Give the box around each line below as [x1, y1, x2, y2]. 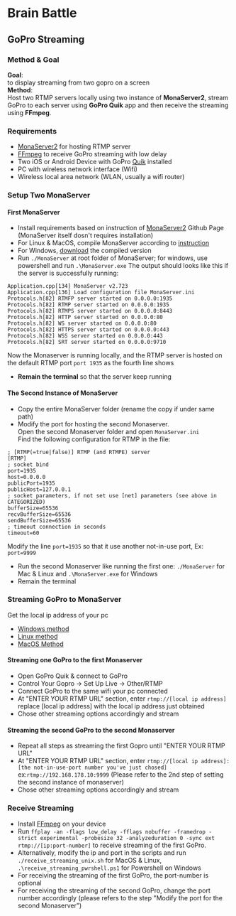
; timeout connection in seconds [7, 523, 106, 530]
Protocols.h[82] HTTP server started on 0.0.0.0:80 [7, 314, 163, 321]
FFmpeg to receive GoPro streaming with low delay [17, 150, 167, 158]
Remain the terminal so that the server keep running [17, 372, 172, 381]
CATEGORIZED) [7, 498, 46, 505]
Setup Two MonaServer [7, 190, 91, 200]
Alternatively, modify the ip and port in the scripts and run [17, 848, 186, 857]
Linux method [17, 632, 58, 640]
